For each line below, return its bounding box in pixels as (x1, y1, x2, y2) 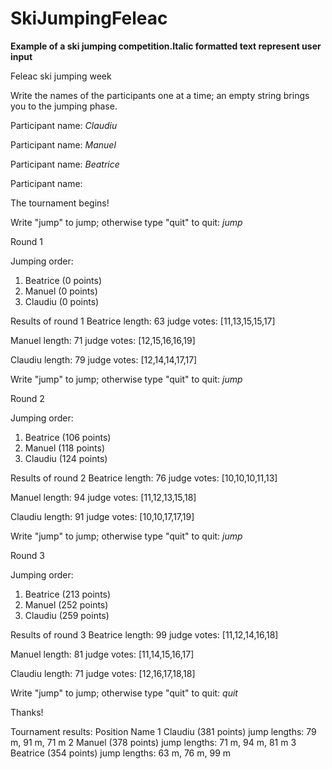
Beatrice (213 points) (24, 588, 112, 600)
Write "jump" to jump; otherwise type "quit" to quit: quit (10, 687, 238, 699)
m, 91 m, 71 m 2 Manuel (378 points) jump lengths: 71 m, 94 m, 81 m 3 (10, 736, 297, 748)
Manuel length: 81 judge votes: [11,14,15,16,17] (10, 648, 195, 660)
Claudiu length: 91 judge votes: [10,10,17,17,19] (10, 510, 195, 522)
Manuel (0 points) (24, 285, 98, 297)
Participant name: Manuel (10, 138, 117, 151)
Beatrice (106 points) (24, 431, 112, 443)
